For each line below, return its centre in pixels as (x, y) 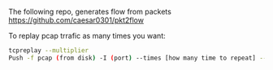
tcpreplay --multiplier (49, 51)
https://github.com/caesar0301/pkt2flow (76, 20)
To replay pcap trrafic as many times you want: (87, 36)
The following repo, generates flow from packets (90, 12)
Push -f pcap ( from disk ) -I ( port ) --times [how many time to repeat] (132, 58)
